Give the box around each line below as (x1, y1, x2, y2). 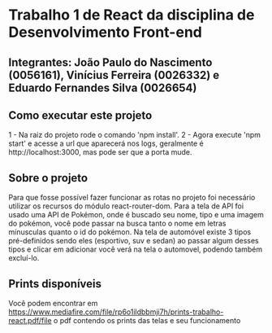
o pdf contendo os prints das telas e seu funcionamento (53, 316, 241, 326)
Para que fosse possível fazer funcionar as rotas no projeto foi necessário (8, 193, 256, 203)
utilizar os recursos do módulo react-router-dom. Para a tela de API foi (8, 201, 244, 211)
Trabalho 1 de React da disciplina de (8, 6, 255, 24)
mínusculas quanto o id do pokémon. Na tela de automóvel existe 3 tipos (8, 227, 252, 237)
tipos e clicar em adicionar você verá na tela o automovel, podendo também (8, 244, 262, 254)
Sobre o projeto (8, 171, 88, 185)
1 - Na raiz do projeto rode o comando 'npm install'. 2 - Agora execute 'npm (8, 130, 261, 140)
